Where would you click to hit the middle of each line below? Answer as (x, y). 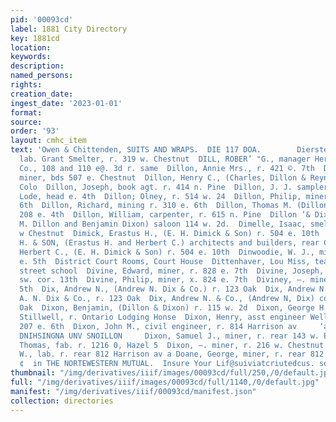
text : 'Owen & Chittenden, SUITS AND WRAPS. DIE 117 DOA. (136, 150)
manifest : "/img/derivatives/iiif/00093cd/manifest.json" (133, 391)
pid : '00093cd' (42, 19)
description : (37, 66)
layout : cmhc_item (48, 141)
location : (31, 47)
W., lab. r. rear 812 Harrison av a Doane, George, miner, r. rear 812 (172, 354)
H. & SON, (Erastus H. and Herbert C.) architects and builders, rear (169, 242)
